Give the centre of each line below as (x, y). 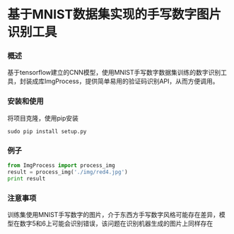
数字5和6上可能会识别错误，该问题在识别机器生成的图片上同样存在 (116, 223)
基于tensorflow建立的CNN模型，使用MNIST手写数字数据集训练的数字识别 (114, 73)
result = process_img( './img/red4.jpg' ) (68, 172)
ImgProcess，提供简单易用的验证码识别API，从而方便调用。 (131, 81)
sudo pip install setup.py (47, 131)
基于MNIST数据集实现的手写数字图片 (115, 14)
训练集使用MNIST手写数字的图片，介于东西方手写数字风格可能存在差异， (113, 215)
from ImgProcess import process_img (61, 166)
